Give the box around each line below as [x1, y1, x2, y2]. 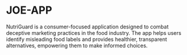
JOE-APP [6, 4, 53, 17]
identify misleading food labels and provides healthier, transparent [6, 35, 167, 43]
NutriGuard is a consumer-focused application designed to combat [6, 23, 169, 30]
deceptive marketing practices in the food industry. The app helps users [6, 29, 182, 36]
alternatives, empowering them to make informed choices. [6, 42, 148, 49]
